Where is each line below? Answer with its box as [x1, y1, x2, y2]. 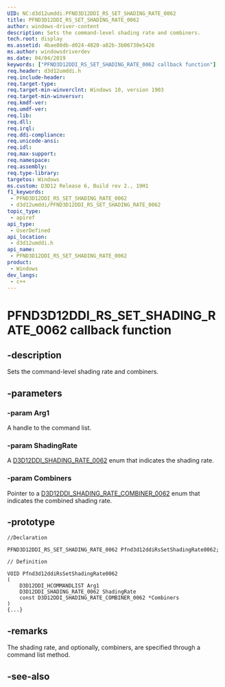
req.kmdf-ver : [7, 100, 48, 106]
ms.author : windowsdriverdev [7, 49, 91, 56]
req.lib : [7, 112, 32, 119]
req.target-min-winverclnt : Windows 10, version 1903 [7, 86, 165, 93]
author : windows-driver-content [7, 23, 99, 30]
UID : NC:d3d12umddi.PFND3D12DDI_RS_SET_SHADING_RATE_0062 [7, 10, 176, 17]
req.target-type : [7, 80, 57, 87]
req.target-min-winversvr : [7, 93, 84, 100]
